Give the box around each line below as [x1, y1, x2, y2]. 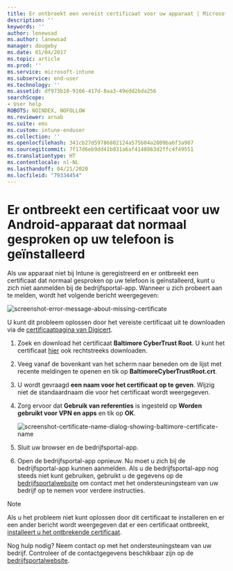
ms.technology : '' [7, 81, 60, 88]
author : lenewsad [7, 29, 58, 37]
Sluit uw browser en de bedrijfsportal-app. [17, 443, 139, 452]
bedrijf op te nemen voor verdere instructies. [17, 486, 146, 494]
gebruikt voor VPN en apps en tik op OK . [17, 409, 137, 417]
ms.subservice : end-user [7, 74, 79, 82]
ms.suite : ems [7, 120, 49, 127]
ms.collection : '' [7, 133, 60, 140]
